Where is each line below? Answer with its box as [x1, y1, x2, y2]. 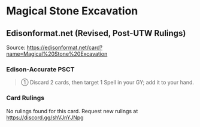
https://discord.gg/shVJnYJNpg [6, 114, 84, 121]
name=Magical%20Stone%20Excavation [6, 50, 108, 58]
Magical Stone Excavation [6, 4, 138, 18]
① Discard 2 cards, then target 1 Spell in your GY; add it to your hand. [20, 79, 195, 86]
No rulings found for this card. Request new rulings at [6, 107, 138, 114]
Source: [6, 44, 26, 51]
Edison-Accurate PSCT [6, 65, 75, 73]
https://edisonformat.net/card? [26, 44, 103, 51]
